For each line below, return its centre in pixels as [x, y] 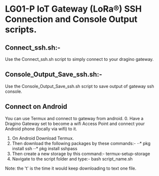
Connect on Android [36, 107]
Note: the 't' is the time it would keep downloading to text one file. [71, 168]
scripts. [21, 30]
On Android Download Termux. [43, 138]
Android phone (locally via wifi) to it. [41, 129]
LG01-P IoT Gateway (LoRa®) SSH [73, 9]
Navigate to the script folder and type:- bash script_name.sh [72, 158]
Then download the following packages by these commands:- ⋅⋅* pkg [81, 143]
